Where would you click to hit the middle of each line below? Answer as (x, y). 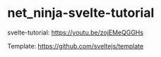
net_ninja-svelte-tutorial (81, 13)
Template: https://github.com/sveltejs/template (76, 46)
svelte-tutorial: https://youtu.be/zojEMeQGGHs (75, 32)
